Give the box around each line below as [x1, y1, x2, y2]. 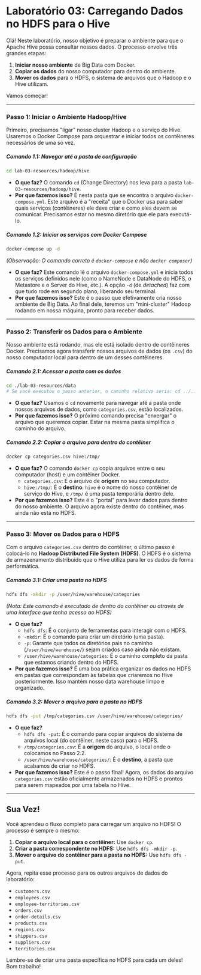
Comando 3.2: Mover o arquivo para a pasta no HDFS [6, 698, 142, 705]
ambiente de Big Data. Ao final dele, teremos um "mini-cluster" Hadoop [14, 300, 191, 308]
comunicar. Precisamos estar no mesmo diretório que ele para [14, 211, 169, 218]
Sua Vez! [6, 804, 40, 815]
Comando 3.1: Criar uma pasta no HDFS [6, 576, 107, 583]
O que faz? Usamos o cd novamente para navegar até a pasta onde [14, 399, 181, 406]
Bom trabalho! [6, 962, 41, 970]
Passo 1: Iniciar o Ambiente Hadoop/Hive [6, 112, 127, 121]
